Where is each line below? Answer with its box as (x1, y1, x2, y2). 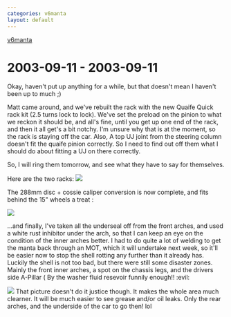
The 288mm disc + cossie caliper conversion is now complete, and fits (7, 188, 209, 197)
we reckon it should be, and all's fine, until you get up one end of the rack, (7, 118, 219, 126)
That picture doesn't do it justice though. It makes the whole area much (15, 287, 219, 296)
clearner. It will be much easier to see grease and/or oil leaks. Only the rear (7, 295, 221, 303)
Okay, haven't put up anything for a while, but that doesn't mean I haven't (7, 82, 216, 90)
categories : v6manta (7, 10, 67, 17)
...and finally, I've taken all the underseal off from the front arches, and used (7, 222, 223, 230)
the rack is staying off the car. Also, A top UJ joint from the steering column (7, 133, 222, 141)
